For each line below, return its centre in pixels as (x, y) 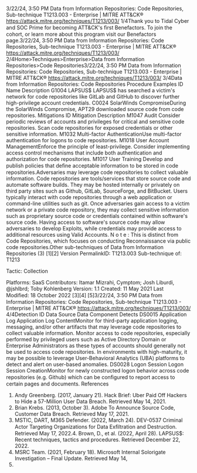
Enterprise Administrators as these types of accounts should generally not (96, 345)
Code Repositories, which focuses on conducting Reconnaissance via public (98, 241)
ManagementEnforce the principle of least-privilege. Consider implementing (98, 147)
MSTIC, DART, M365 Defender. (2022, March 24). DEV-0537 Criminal (98, 420)
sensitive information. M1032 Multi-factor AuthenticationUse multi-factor (94, 134)
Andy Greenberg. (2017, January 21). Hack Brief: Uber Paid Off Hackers (101, 395)
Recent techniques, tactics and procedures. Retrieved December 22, (97, 440)
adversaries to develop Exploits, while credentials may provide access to (94, 228)
